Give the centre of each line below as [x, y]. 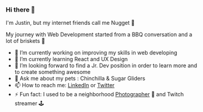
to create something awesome [53, 72]
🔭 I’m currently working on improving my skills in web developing [96, 53]
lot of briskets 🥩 [26, 41]
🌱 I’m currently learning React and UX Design [71, 59]
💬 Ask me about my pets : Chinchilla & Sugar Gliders [80, 79]
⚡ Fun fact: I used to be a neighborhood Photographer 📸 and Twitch [99, 94]
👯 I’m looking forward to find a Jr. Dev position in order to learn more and [106, 65]
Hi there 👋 [21, 10]
